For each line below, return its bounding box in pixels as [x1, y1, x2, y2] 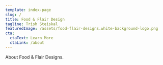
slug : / [5, 12, 22, 17]
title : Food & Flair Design [5, 17, 65, 22]
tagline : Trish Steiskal [5, 21, 58, 27]
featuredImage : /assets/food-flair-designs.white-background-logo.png [5, 26, 158, 31]
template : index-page [5, 7, 51, 13]
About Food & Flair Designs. [5, 54, 64, 60]
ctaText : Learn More [10, 36, 53, 41]
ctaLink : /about [10, 40, 44, 45]
